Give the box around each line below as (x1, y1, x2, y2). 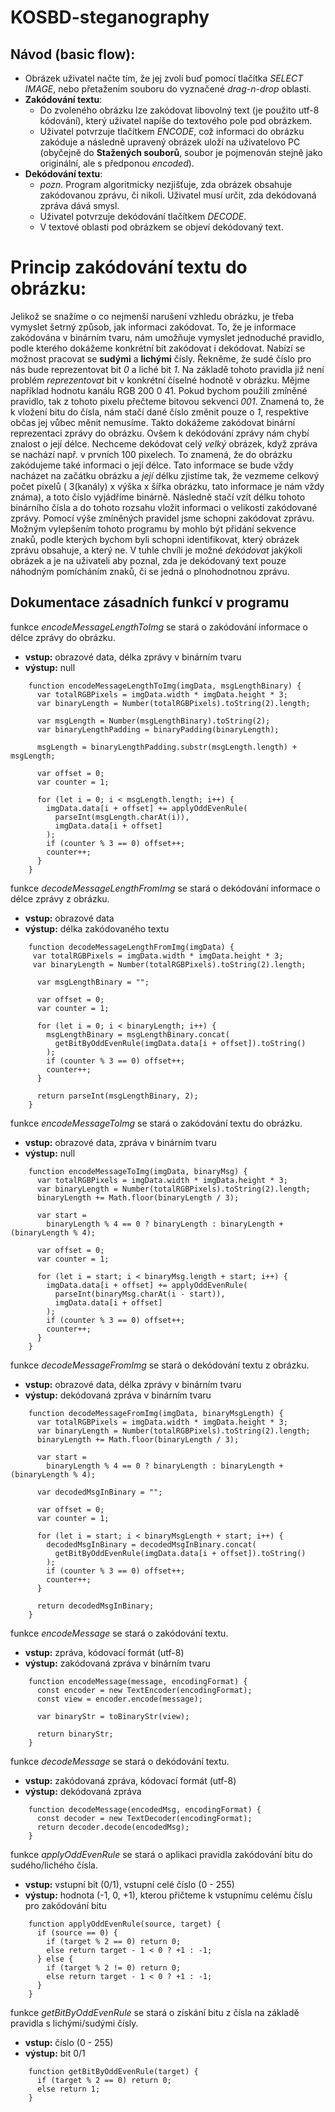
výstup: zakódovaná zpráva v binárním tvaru (24, 1657, 211, 1669)
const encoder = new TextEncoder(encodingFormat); (36, 1685, 253, 1695)
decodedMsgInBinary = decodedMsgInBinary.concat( (46, 1539, 257, 1550)
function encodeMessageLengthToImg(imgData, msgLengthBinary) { (28, 681, 302, 691)
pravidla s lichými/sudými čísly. (10, 2017, 139, 2029)
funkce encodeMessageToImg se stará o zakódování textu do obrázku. (10, 1117, 303, 1129)
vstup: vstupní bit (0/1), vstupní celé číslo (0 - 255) (24, 1878, 235, 1890)
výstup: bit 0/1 (24, 2047, 86, 2059)
